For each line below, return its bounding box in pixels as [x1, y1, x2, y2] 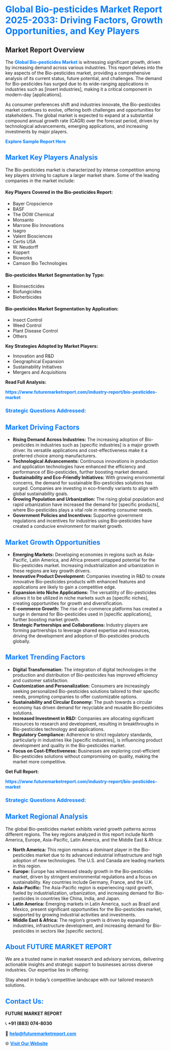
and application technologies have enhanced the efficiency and [12, 464, 146, 470]
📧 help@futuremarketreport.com [5, 1031, 77, 1037]
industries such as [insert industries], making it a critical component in [5, 86, 152, 92]
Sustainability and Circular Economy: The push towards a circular [12, 699, 153, 705]
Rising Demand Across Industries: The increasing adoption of [12, 437, 144, 443]
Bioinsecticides [12, 283, 45, 289]
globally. [12, 638, 30, 644]
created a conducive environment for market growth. [12, 523, 123, 529]
